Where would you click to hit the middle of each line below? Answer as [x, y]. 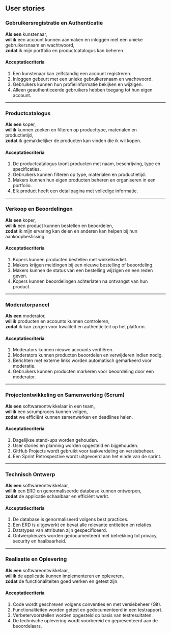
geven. [20, 276]
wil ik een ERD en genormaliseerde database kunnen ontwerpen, [73, 491]
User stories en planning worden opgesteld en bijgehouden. [76, 445]
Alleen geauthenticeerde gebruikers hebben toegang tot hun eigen [82, 89]
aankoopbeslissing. [25, 236]
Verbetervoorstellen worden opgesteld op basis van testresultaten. [83, 615]
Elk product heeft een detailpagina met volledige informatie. [75, 191]
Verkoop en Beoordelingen [39, 209]
